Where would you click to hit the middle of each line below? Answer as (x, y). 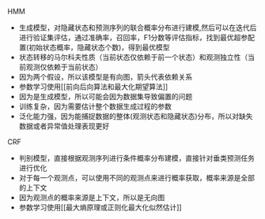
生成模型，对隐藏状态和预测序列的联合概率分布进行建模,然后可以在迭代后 (138, 28)
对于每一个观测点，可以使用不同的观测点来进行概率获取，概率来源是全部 (136, 178)
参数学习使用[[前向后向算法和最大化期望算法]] (93, 87)
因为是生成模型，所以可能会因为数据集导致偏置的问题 (106, 97)
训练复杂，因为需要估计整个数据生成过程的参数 (95, 106)
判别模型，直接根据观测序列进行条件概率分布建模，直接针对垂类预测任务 (136, 158)
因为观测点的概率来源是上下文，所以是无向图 (92, 197)
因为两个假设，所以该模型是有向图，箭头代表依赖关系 (106, 77)
